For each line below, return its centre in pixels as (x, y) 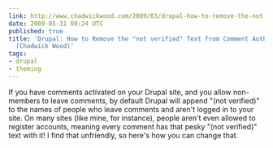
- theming (25, 69)
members (24, 100)
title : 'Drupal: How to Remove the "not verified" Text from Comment (129, 39)
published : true (36, 31)
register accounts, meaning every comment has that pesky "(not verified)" (133, 126)
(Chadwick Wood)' (45, 46)
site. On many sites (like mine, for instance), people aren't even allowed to (132, 118)
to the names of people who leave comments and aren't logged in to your (131, 109)
